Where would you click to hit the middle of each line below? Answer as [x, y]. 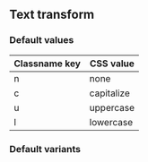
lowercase [111, 122]
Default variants [45, 149]
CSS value [112, 64]
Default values [42, 40]
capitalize [109, 93]
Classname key [47, 64]
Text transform [52, 15]
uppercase [112, 107]
